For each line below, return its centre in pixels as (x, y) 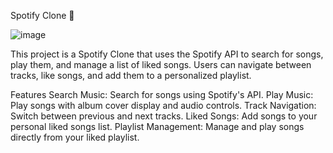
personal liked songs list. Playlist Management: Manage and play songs (157, 126)
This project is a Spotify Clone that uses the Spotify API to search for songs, (167, 54)
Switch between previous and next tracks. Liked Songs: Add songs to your (164, 116)
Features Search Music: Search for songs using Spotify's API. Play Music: (162, 94)
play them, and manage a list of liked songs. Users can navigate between (161, 64)
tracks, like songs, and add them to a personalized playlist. (131, 75)
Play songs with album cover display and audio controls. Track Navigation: (163, 105)
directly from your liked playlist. (75, 137)
